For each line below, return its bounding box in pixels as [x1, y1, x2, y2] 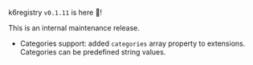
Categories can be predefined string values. [19, 47, 166, 56]
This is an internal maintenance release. [8, 23, 141, 32]
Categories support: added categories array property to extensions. [19, 39, 246, 48]
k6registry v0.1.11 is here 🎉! [8, 8, 103, 17]
